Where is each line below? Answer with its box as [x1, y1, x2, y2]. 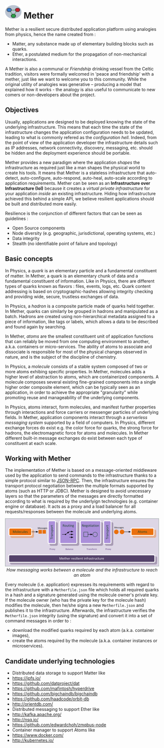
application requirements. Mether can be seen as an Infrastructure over [5, 180, 150, 186]
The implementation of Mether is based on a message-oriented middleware [5, 467, 157, 473]
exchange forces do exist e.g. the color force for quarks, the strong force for [5, 425, 159, 430]
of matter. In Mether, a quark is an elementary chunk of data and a [5, 273, 138, 279]
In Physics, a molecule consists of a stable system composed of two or [5, 364, 148, 369]
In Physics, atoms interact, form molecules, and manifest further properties [5, 404, 156, 410]
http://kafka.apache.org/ [12, 711, 62, 717]
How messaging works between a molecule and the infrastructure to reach [6, 567, 158, 573]
